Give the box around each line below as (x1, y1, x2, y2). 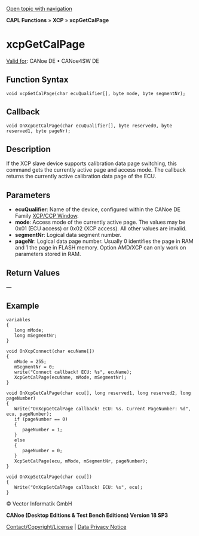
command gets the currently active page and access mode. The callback (6, 166, 186, 173)
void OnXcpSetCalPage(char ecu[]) (6, 474, 93, 480)
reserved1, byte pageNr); (6, 128, 71, 134)
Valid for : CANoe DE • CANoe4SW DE (6, 57, 100, 65)
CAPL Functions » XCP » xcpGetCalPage (6, 17, 109, 23)
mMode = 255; (14, 358, 47, 364)
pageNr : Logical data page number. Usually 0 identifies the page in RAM (14, 237, 194, 245)
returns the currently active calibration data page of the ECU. (6, 173, 157, 180)
